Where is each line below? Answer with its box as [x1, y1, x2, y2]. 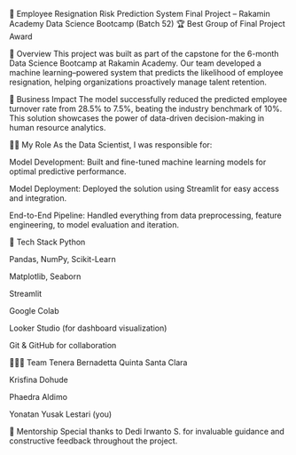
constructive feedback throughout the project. [9, 435, 178, 446]
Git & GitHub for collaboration [9, 340, 117, 350]
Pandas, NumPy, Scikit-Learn [9, 254, 117, 264]
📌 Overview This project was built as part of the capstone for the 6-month [9, 49, 279, 59]
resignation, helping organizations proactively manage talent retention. [9, 76, 268, 87]
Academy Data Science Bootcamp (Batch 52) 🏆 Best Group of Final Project [9, 19, 285, 28]
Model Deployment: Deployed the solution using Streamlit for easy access [9, 183, 279, 194]
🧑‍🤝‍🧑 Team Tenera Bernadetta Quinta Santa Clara [9, 357, 188, 368]
